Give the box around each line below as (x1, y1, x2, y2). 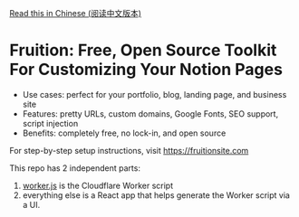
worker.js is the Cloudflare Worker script (22, 180, 174, 191)
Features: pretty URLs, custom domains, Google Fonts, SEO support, (22, 108, 279, 119)
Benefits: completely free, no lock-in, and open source (22, 127, 227, 138)
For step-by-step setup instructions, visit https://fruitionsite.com (9, 145, 249, 156)
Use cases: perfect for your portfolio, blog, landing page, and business (22, 89, 287, 99)
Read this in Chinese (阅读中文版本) (9, 8, 142, 18)
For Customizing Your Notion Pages (9, 60, 284, 80)
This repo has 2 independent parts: (9, 162, 140, 174)
